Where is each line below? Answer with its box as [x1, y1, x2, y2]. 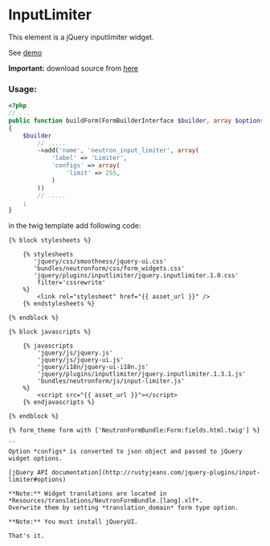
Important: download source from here [8, 63, 139, 73]
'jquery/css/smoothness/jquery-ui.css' [33, 257, 167, 266]
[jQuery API [8, 469, 48, 477]
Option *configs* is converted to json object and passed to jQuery [8, 448, 243, 456]
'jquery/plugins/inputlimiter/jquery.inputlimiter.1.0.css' [33, 272, 239, 280]
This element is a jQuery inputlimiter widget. [8, 32, 154, 42]
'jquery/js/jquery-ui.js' [37, 356, 125, 364]
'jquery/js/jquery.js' [37, 349, 113, 357]
